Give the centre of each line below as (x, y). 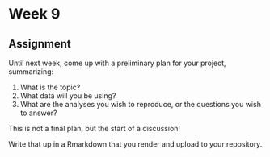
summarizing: (31, 72)
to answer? (38, 113)
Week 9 (34, 14)
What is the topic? (50, 87)
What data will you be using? (68, 96)
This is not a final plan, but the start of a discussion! (94, 128)
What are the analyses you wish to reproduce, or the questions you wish (140, 104)
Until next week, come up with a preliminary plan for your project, (117, 63)
